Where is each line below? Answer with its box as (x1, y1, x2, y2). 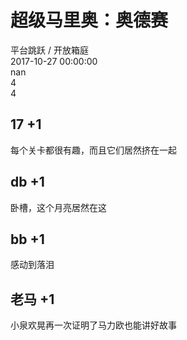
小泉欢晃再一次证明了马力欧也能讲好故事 (10, 319, 177, 331)
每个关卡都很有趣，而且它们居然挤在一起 (10, 144, 177, 156)
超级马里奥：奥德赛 (10, 9, 169, 32)
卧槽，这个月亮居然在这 (10, 201, 107, 213)
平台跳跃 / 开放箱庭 (10, 44, 89, 56)
